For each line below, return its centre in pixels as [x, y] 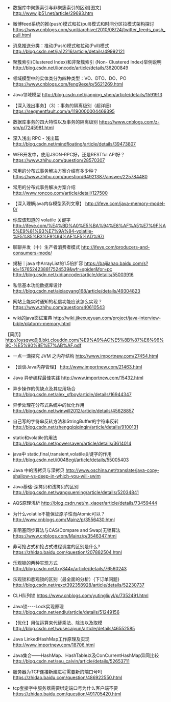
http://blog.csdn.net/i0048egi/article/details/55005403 [71, 460]
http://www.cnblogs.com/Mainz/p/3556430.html [64, 520]
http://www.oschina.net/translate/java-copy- [113, 470]
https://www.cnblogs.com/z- [129, 122]
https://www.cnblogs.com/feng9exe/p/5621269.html [68, 84]
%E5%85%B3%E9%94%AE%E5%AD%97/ [58, 236]
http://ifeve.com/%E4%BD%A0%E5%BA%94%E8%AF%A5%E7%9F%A [89, 225]
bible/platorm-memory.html [42, 324]
